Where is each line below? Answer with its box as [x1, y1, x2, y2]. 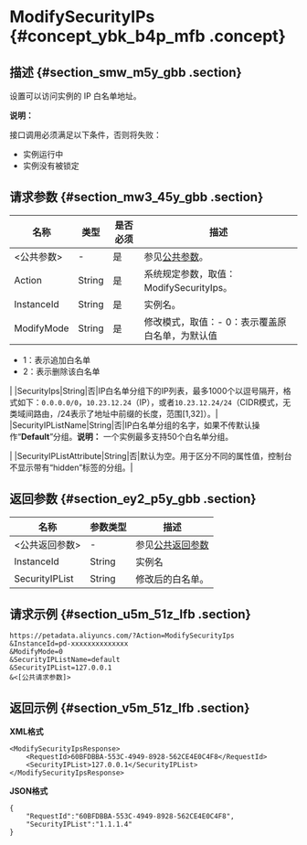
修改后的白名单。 [135, 572, 209, 585]
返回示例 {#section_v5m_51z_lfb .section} [9, 700, 250, 715]
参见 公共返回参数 [135, 538, 209, 551]
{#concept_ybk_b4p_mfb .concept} [9, 26, 286, 47]
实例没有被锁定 [22, 160, 79, 171]
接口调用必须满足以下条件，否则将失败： [9, 130, 162, 140]
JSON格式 [9, 786, 48, 797]
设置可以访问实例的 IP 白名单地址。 [9, 91, 142, 102]
